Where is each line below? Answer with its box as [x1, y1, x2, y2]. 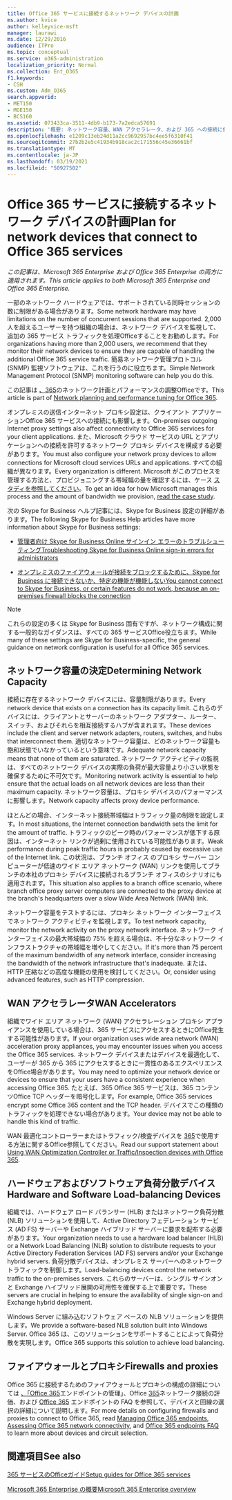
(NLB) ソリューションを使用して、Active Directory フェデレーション [7, 1216, 200, 1225]
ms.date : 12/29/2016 [7, 36, 67, 43]
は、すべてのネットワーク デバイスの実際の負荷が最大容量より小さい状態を [7, 763, 220, 772]
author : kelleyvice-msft [7, 23, 79, 30]
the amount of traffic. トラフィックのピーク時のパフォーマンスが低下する [7, 829, 214, 837]
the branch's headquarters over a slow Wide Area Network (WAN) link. [7, 894, 209, 903]
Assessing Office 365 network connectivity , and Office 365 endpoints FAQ [7, 1421, 220, 1429]
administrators [17, 553, 59, 561]
